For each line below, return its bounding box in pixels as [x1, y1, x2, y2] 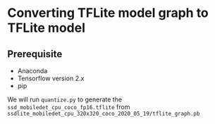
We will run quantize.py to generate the [7, 95, 122, 104]
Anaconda [17, 67, 48, 75]
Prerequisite [7, 48, 63, 60]
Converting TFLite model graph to [7, 5, 209, 21]
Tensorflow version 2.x [17, 74, 85, 82]
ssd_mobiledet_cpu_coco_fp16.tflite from [7, 103, 130, 111]
